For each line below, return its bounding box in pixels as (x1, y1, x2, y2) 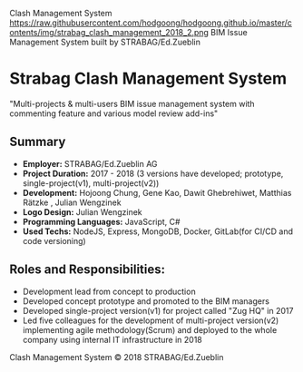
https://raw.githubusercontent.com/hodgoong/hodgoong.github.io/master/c (9, 17, 293, 28)
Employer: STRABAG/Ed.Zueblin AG (22, 158, 158, 169)
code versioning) (22, 235, 86, 246)
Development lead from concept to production (22, 286, 197, 297)
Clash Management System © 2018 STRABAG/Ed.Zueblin (9, 351, 224, 362)
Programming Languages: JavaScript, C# (22, 216, 181, 227)
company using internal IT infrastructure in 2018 (22, 334, 202, 345)
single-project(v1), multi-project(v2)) (22, 177, 160, 189)
